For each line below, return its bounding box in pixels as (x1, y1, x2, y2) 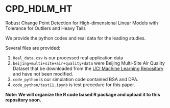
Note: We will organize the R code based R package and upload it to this (5, 91, 160, 97)
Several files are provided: (5, 45, 60, 51)
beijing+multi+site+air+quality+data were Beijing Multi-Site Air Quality (12, 60, 165, 66)
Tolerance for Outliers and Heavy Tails (5, 25, 86, 31)
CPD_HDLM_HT (5, 3, 72, 15)
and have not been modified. (12, 70, 74, 77)
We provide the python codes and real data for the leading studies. (5, 35, 146, 41)
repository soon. (5, 97, 42, 103)
